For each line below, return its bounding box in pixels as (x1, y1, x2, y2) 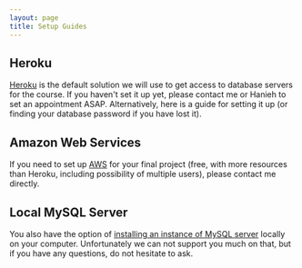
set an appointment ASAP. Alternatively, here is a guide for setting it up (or (9, 99, 288, 110)
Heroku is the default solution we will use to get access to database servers (9, 79, 294, 91)
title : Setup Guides (9, 22, 88, 31)
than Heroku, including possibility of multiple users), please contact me (9, 169, 277, 180)
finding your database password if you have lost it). (9, 108, 202, 119)
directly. (9, 178, 40, 189)
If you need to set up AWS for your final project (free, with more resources (9, 159, 288, 170)
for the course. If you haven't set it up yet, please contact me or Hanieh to (9, 89, 287, 100)
